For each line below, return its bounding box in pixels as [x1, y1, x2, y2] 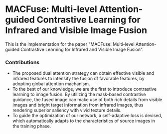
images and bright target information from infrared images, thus [12, 102, 144, 108]
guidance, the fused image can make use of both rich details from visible [12, 97, 163, 103]
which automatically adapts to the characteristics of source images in [12, 118, 156, 124]
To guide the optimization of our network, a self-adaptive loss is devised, [12, 113, 163, 119]
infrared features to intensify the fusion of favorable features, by [12, 76, 145, 82]
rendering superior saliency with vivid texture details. [12, 107, 122, 113]
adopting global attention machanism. [12, 81, 90, 87]
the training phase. [12, 123, 51, 129]
